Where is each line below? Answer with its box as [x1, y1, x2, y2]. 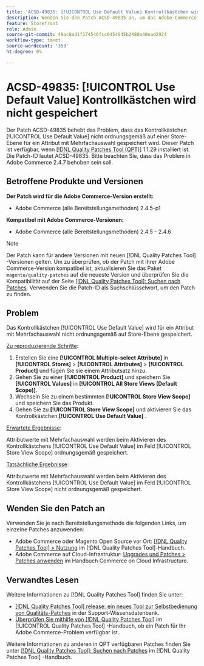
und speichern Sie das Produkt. [15, 400, 94, 407]
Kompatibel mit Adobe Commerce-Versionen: [6, 216, 124, 223]
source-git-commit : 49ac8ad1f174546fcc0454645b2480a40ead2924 [6, 32, 167, 38]
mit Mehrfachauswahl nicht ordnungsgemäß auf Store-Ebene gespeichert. [6, 330, 193, 338]
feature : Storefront [6, 20, 59, 26]
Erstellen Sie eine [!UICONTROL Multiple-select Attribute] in [15, 354, 169, 361]
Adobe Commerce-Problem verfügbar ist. [15, 628, 120, 636]
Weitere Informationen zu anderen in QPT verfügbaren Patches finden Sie [6, 640, 191, 648]
